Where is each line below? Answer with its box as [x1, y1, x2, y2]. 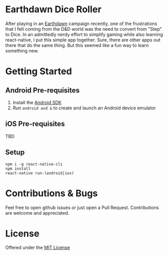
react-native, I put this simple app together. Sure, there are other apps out [5, 37, 161, 43]
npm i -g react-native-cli [5, 161, 63, 167]
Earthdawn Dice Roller [5, 4, 102, 15]
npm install [5, 166, 31, 171]
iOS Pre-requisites [5, 120, 65, 128]
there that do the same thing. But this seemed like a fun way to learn [5, 42, 149, 48]
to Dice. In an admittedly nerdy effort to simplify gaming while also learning [5, 31, 163, 37]
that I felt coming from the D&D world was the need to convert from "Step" [5, 26, 162, 32]
